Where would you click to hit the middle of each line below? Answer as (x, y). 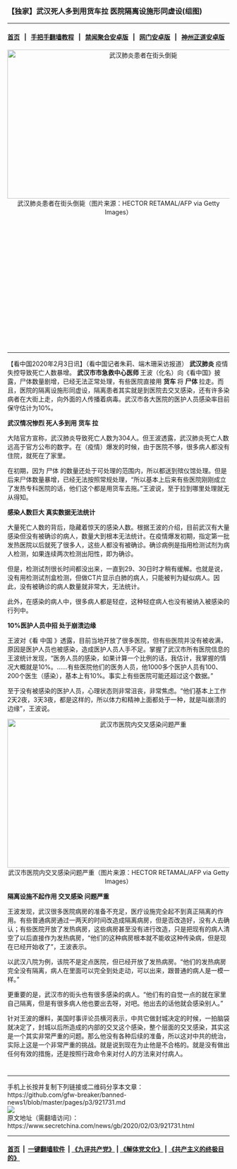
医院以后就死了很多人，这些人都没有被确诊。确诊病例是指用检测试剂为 (121, 545)
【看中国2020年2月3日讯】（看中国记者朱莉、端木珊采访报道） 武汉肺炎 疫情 (118, 364)
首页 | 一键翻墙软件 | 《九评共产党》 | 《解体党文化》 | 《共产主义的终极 (113, 1149)
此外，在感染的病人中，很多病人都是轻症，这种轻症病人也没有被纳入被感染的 (119, 601)
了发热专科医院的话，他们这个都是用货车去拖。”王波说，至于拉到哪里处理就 (115, 488)
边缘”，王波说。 (31, 708)
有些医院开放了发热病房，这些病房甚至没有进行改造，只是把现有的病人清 (124, 929)
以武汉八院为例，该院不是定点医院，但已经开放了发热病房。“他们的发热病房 (117, 961)
